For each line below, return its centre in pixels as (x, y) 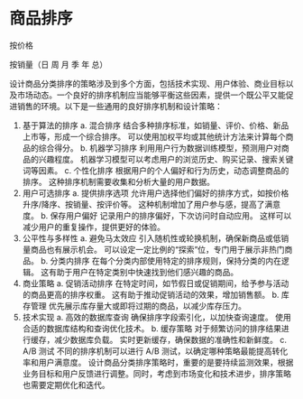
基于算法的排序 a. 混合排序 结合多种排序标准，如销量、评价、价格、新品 (156, 125)
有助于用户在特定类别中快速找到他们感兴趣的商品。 (143, 272)
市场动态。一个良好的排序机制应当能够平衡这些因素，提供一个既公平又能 (151, 95)
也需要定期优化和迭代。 (66, 385)
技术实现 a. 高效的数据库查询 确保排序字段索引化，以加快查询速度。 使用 (156, 317)
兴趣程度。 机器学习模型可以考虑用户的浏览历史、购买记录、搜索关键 (166, 159)
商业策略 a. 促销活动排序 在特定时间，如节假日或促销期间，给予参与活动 (156, 283)
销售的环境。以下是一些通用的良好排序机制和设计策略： (119, 106)
